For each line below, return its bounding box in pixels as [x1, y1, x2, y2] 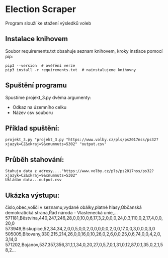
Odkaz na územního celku [12, 104, 67, 110]
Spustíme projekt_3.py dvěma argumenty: [5, 94, 92, 100]
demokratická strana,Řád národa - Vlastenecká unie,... [5, 210, 118, 215]
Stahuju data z [5, 169, 37, 174]
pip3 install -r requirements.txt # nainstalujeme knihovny [5, 67, 136, 72]
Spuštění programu [5, 81, 67, 90]
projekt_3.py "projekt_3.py [5, 137, 64, 143]
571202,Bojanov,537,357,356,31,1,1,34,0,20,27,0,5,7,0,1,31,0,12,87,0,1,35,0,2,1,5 [5, 242, 163, 247]
